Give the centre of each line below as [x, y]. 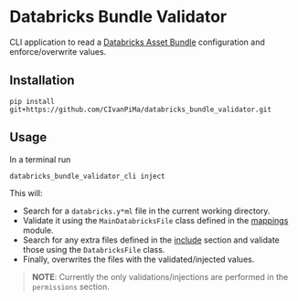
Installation [42, 81]
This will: [26, 192]
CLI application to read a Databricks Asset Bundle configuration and [137, 42]
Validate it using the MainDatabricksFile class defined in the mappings [155, 220]
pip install [32, 101]
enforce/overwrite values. [58, 51]
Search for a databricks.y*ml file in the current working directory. [146, 211]
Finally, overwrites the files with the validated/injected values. [138, 259]
